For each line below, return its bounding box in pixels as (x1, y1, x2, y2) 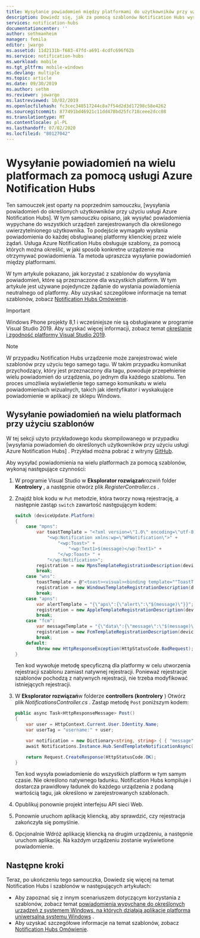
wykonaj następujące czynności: (6, 465, 86, 472)
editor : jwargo (6, 42, 44, 48)
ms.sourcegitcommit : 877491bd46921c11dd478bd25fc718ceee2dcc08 (6, 109, 167, 114)
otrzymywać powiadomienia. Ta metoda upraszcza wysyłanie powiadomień (6, 252, 192, 259)
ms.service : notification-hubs (6, 53, 84, 59)
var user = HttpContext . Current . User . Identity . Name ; (26, 722, 160, 728)
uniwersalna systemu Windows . (14, 913, 94, 920)
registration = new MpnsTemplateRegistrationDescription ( (36, 562, 183, 568)
